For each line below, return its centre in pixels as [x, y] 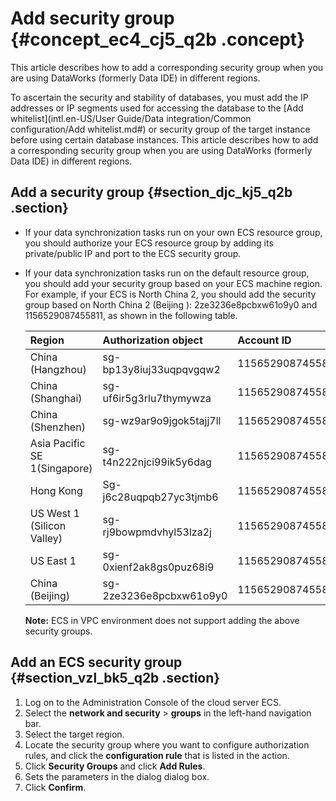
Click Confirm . [55, 787]
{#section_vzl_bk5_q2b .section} [115, 678]
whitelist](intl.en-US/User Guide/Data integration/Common [131, 118]
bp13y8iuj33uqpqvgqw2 [161, 369]
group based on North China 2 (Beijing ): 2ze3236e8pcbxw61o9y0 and [171, 304]
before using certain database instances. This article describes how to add [164, 139]
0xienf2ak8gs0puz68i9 [158, 567]
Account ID [264, 340]
